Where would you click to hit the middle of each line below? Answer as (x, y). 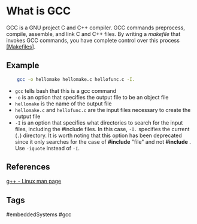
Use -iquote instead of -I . (47, 148)
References (28, 167)
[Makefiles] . (21, 47)
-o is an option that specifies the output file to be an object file (92, 97)
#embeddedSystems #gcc (39, 214)
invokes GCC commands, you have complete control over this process (93, 40)
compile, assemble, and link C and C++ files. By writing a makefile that (93, 34)
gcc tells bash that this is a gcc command (66, 90)
